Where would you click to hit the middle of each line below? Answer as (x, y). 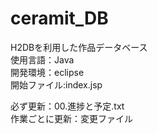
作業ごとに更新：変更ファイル (71, 118)
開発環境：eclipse (47, 72)
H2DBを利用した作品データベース (79, 47)
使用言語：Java (42, 59)
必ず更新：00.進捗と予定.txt (67, 106)
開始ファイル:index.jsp (56, 84)
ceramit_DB (59, 18)
